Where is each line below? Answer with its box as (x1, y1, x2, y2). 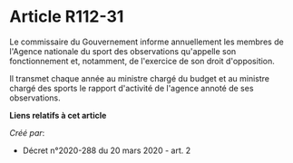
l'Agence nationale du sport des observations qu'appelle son (9, 45, 237, 56)
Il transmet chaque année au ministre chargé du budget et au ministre (9, 72, 270, 83)
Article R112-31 (9, 6, 124, 27)
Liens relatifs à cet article (9, 110, 107, 120)
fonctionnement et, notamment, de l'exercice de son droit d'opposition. (9, 55, 275, 66)
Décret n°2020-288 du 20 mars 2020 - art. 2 (22, 145, 191, 156)
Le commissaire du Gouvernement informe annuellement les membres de (9, 36, 284, 47)
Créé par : (9, 127, 45, 138)
